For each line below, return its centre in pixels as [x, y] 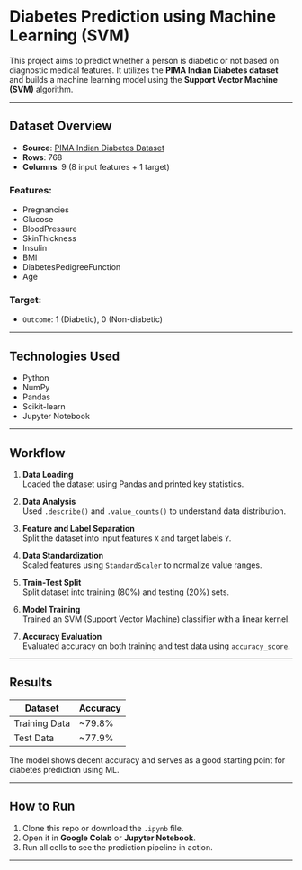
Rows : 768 [42, 157]
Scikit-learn [44, 407]
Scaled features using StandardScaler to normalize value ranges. [142, 565]
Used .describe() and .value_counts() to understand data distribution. [154, 511]
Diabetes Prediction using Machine [143, 17]
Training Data [42, 723]
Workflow [37, 453]
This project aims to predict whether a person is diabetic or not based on [144, 60]
